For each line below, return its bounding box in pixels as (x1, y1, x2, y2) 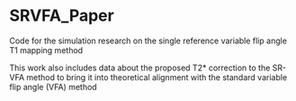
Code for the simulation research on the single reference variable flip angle (9, 35, 288, 46)
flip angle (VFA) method (9, 81, 97, 92)
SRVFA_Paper (9, 5, 114, 26)
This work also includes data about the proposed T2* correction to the (9, 62, 271, 73)
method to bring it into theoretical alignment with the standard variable (26, 71, 288, 82)
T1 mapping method (9, 44, 84, 55)
